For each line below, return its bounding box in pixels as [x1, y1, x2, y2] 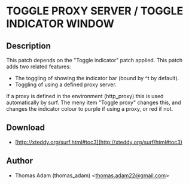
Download [6, 123, 45, 133]
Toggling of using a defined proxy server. [14, 81, 117, 88]
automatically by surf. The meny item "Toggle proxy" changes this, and [6, 99, 181, 106]
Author [6, 156, 33, 166]
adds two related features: [6, 63, 71, 70]
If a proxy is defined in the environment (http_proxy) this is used [6, 93, 164, 99]
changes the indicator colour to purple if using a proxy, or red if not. [6, 105, 173, 112]
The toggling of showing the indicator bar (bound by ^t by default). [14, 75, 179, 81]
